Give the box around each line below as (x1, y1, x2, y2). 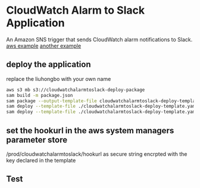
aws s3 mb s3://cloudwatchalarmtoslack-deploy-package (6, 87, 145, 93)
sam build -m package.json (6, 92, 73, 98)
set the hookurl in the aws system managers (6, 126, 174, 136)
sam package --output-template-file (6, 98, 97, 104)
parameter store (6, 134, 67, 145)
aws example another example (6, 42, 82, 49)
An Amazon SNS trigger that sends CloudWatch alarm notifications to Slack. (6, 36, 193, 43)
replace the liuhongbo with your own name (6, 75, 111, 82)
